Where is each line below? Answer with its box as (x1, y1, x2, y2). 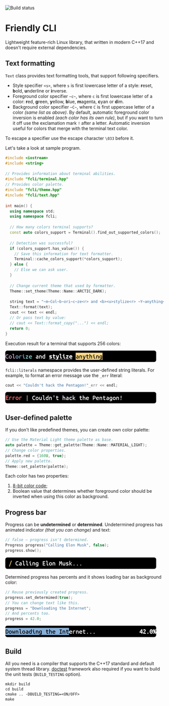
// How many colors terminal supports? (10, 225, 94, 230)
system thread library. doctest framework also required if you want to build (5, 666, 160, 672)
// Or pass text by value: (10, 315, 66, 320)
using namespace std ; (10, 209, 55, 214)
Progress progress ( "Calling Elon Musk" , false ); (5, 543, 109, 548)
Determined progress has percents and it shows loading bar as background (5, 574, 162, 580)
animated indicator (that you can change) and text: (5, 527, 111, 533)
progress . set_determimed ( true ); (5, 595, 73, 600)
